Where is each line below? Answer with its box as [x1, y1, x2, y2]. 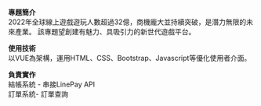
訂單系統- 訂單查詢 [8, 90, 69, 98]
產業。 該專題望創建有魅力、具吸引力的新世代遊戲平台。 [14, 27, 196, 36]
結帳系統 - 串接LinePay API [8, 79, 96, 89]
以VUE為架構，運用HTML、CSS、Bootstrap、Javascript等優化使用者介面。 [8, 54, 252, 62]
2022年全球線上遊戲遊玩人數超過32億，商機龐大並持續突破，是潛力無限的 [8, 17, 247, 26]
